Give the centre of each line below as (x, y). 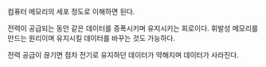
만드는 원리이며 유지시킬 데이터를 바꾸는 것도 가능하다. (92, 38)
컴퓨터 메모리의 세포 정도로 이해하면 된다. (71, 11)
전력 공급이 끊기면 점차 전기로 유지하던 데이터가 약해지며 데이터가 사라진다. (123, 55)
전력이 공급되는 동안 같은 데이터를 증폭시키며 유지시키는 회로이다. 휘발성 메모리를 (133, 28)
